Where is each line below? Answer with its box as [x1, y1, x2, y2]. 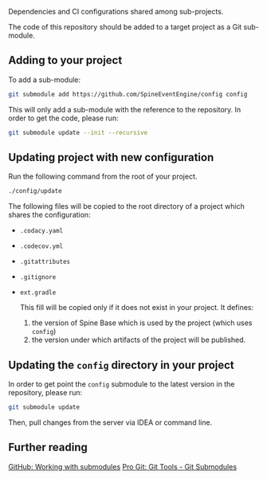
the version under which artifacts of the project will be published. [31, 335, 246, 345]
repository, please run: [8, 388, 82, 398]
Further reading [8, 441, 88, 454]
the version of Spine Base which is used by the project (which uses [31, 318, 253, 328]
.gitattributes [19, 258, 71, 266]
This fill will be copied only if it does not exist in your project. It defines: [19, 303, 253, 312]
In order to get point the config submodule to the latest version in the [8, 379, 235, 389]
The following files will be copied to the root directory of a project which [8, 202, 245, 211]
